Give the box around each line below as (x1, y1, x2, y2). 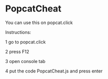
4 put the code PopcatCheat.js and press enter (5, 68, 103, 74)
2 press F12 (5, 48, 29, 54)
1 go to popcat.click (5, 38, 46, 45)
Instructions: (5, 29, 31, 35)
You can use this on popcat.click (5, 19, 73, 25)
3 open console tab (5, 58, 45, 64)
